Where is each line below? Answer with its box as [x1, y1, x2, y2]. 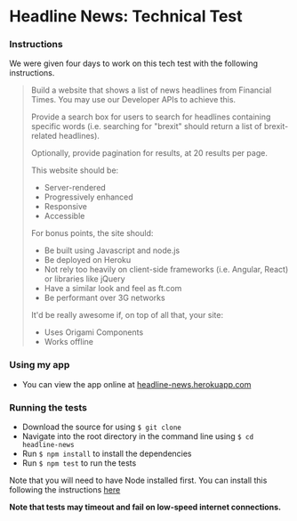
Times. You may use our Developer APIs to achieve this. [30, 94, 237, 105]
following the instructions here [9, 484, 121, 495]
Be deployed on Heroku [44, 255, 132, 265]
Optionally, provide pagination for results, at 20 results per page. [30, 148, 269, 159]
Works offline [44, 337, 93, 347]
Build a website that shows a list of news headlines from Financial [30, 85, 272, 95]
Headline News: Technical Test [9, 6, 243, 27]
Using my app [9, 359, 70, 371]
